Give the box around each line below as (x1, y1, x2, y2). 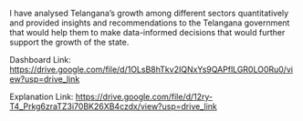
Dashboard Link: (9, 55, 71, 65)
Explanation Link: (9, 91, 74, 102)
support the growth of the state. (9, 36, 130, 47)
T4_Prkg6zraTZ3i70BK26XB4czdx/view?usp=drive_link (9, 101, 217, 112)
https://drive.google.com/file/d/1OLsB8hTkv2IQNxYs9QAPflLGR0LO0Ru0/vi (9, 64, 294, 75)
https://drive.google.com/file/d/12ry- (75, 91, 214, 102)
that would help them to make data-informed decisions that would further (9, 27, 286, 37)
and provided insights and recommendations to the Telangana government (9, 17, 290, 28)
